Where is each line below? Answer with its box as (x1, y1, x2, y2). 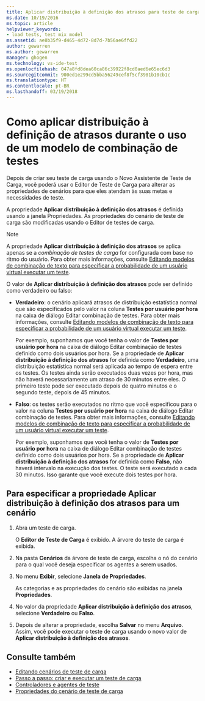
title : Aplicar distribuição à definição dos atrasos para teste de (6, 9, 184, 15)
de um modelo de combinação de (6, 141, 178, 155)
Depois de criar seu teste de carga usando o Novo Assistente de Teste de (6, 174, 192, 181)
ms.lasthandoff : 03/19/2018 (6, 89, 78, 95)
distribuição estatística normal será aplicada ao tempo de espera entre (15, 362, 193, 370)
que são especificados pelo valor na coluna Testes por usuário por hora (15, 305, 198, 312)
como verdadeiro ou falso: (6, 287, 73, 294)
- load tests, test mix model (6, 32, 84, 38)
